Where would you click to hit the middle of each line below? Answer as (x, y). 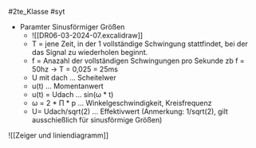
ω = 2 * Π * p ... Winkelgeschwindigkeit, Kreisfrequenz (122, 103)
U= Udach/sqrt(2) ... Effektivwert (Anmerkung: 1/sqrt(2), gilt (130, 111)
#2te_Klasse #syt (37, 12)
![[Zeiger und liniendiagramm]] (59, 135)
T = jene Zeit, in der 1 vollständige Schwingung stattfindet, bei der (140, 44)
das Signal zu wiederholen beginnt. (90, 52)
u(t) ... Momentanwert (67, 86)
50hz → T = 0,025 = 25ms (75, 69)
